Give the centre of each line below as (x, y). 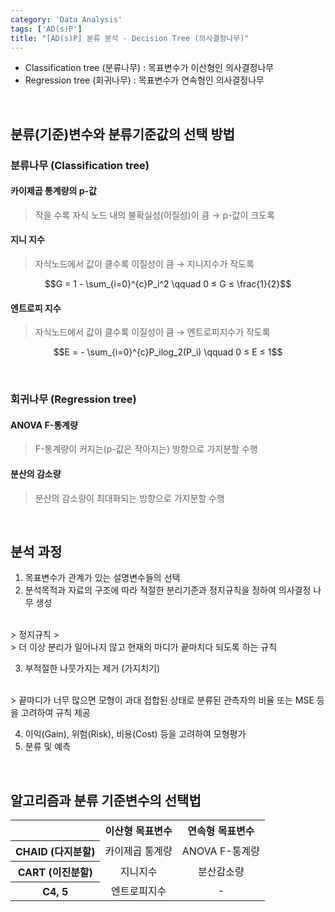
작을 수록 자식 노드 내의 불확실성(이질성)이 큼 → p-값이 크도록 (154, 215)
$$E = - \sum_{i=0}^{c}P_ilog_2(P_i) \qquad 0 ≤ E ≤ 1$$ (168, 352)
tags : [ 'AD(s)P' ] (46, 29)
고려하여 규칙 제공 (55, 713)
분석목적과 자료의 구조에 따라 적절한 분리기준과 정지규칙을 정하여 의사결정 (168, 590)
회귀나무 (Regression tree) (73, 399)
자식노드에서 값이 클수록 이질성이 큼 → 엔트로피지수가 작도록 (152, 332)
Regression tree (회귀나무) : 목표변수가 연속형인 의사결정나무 (144, 80)
